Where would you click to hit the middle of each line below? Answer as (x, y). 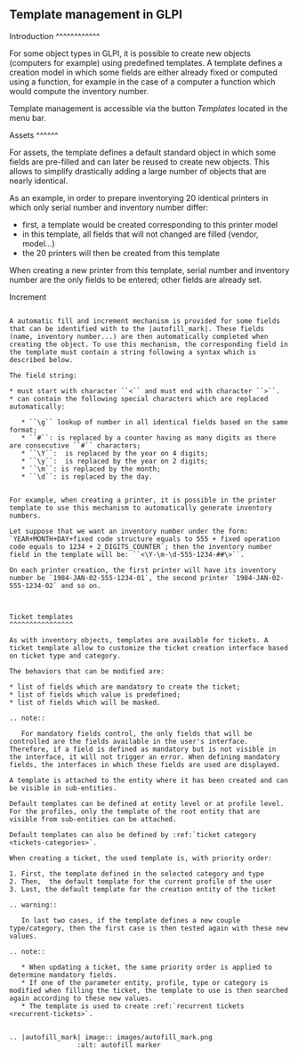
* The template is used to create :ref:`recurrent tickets (133, 1006)
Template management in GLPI (96, 15)
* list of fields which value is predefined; (95, 694)
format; (24, 430)
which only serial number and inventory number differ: (109, 207)
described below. (41, 359)
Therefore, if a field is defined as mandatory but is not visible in (143, 749)
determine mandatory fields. (63, 975)
